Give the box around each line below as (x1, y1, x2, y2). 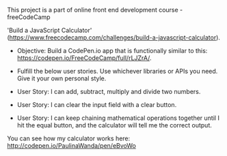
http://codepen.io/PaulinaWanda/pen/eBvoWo (7, 142, 137, 149)
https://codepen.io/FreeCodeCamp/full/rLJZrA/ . (16, 54, 152, 62)
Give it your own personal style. (16, 74, 107, 82)
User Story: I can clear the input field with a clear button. (16, 101, 177, 108)
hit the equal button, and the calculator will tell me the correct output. (16, 121, 212, 129)
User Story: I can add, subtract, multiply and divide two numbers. (16, 88, 201, 95)
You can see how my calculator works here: (7, 134, 131, 142)
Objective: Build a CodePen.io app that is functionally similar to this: (16, 47, 208, 54)
